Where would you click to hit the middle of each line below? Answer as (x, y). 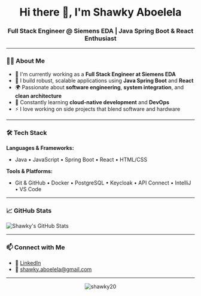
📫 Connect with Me (36, 247)
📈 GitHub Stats (29, 211)
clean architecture (38, 96)
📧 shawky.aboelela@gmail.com (53, 269)
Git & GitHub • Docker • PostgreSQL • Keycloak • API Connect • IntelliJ (103, 183)
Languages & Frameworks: (40, 148)
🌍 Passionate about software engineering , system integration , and (99, 87)
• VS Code (28, 189)
